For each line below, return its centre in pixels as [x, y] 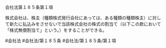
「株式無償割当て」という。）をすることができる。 [56, 30]
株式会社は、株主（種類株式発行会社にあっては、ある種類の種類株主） [77, 18]
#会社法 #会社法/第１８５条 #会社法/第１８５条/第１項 [61, 41]
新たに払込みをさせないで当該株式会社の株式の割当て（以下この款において [85, 24]
